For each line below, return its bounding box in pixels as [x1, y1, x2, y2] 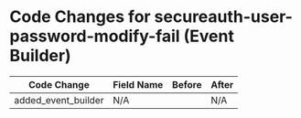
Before [172, 78, 202, 91]
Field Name [113, 78, 164, 91]
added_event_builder [14, 93, 104, 106]
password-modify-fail [9, 26, 180, 47]
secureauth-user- [154, 6, 293, 27]
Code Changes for [9, 6, 151, 27]
